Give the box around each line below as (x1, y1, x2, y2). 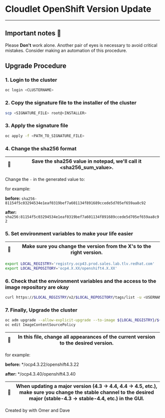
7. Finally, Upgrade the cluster (5, 307, 78, 313)
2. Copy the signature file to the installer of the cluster (5, 100, 137, 106)
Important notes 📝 (5, 29, 61, 37)
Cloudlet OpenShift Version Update (5, 3, 151, 15)
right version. (70, 249, 103, 256)
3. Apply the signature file (5, 122, 68, 129)
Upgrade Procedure (5, 62, 67, 70)
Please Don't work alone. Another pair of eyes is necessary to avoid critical (5, 42, 158, 48)
